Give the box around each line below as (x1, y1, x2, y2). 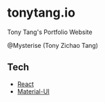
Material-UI (17, 87, 50, 95)
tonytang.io (7, 5, 76, 21)
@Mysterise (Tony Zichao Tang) (7, 41, 99, 49)
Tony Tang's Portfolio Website (7, 28, 93, 36)
